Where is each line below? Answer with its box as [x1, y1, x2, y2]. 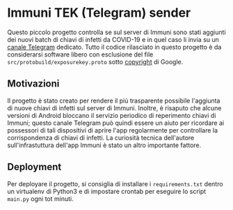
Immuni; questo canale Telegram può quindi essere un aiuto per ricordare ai [7, 119, 225, 127]
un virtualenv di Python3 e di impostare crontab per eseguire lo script [7, 187, 207, 195]
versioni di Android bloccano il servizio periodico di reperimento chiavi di [7, 111, 216, 119]
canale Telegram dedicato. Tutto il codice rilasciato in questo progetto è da [7, 43, 222, 51]
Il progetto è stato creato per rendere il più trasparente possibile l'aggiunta [7, 96, 220, 105]
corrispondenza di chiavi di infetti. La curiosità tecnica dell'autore [7, 133, 195, 142]
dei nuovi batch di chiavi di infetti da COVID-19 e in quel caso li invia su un [7, 35, 219, 43]
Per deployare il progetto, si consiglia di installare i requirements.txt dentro [7, 179, 224, 188]
